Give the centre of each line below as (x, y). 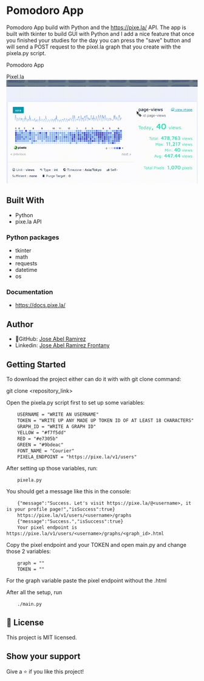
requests (26, 263)
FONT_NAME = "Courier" (46, 451)
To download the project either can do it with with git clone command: (94, 379)
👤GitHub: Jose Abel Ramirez (50, 339)
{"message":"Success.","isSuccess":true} (70, 521)
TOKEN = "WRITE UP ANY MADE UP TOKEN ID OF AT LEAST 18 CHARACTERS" (106, 420)
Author (20, 324)
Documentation (30, 292)
